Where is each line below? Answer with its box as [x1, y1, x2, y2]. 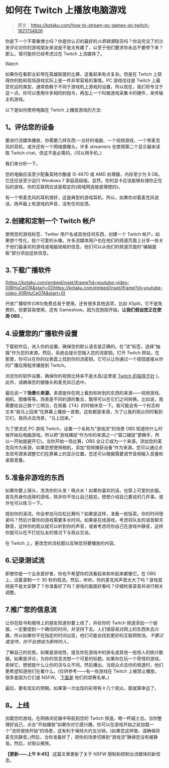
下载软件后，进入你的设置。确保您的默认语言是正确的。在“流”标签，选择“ [5, 343, 156, 349]
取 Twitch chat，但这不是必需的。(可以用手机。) [5, 150, 102, 156]
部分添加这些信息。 [12, 249, 52, 256]
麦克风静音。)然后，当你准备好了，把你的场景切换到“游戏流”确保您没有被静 [5, 734, 158, 740]
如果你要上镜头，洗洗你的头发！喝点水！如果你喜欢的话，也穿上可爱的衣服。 [5, 487, 163, 493]
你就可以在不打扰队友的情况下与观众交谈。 [5, 530, 93, 535]
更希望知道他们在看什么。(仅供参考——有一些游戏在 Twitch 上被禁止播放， [5, 668, 159, 674]
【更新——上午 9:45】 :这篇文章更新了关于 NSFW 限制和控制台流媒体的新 [5, 751, 156, 757]
